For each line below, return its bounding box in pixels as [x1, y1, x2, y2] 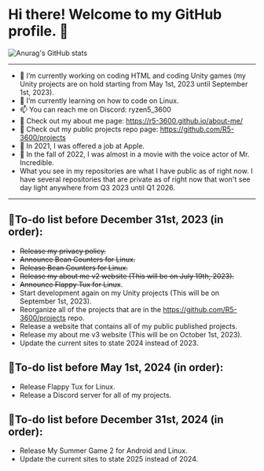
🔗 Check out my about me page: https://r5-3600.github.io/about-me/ [19, 116, 244, 125]
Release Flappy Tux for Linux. [19, 381, 115, 391]
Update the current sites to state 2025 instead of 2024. [19, 454, 199, 464]
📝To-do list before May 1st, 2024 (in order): [8, 361, 224, 374]
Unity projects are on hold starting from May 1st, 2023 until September [19, 79, 248, 88]
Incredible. [19, 157, 55, 167]
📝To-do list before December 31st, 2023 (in [8, 213, 224, 226]
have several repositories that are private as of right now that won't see [19, 175, 251, 184]
